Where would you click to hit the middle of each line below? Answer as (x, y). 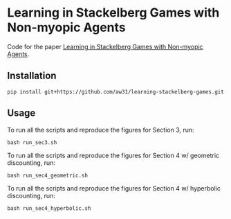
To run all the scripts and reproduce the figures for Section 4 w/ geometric (113, 155)
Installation (32, 76)
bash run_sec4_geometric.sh (48, 175)
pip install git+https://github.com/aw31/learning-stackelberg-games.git (116, 91)
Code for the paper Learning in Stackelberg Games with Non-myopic (105, 46)
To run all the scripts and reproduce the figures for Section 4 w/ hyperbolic (114, 188)
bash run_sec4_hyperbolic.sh (49, 208)
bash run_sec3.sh (32, 142)
